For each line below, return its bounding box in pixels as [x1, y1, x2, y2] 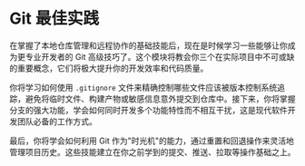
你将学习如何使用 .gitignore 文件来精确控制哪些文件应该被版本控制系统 [9, 82, 278, 93]
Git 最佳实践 [9, 8, 100, 29]
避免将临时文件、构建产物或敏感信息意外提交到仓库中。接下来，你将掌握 [25, 93, 296, 104]
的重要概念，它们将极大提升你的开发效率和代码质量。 [9, 63, 209, 73]
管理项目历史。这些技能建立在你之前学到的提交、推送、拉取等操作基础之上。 [9, 146, 296, 157]
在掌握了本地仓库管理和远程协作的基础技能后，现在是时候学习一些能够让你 [9, 40, 288, 51]
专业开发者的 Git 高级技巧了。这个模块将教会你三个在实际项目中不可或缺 [25, 51, 295, 62]
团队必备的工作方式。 [16, 115, 97, 127]
